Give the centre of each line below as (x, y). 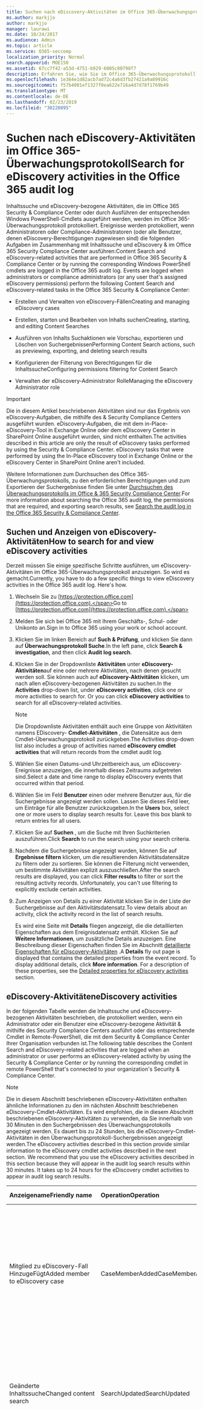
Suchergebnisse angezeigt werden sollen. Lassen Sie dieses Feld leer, (102, 801)
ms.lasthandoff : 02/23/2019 (42, 102)
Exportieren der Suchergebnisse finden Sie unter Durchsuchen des (90, 487)
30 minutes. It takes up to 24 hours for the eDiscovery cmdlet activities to (98, 1170)
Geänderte (24, 1386)
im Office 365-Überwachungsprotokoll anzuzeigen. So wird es (112, 572)
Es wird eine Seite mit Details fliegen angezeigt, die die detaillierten (99, 926)
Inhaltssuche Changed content (52, 1394)
